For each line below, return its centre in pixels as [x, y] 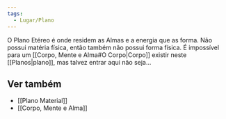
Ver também [34, 84]
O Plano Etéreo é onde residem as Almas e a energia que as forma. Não [110, 40]
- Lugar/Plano [34, 20]
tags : [15, 14]
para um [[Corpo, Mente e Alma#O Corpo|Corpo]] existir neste [97, 55]
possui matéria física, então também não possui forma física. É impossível [113, 47]
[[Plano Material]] [42, 101]
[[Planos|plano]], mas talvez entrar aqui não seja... [79, 62]
